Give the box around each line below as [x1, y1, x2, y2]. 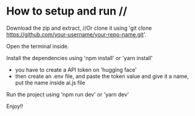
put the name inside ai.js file [15, 79, 85, 86]
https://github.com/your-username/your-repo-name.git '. [6, 30, 147, 38]
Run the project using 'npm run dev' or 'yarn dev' [6, 90, 129, 98]
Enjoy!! [6, 102, 24, 110]
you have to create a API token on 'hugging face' [15, 66, 137, 73]
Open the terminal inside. [6, 43, 70, 50]
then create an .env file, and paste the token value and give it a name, [15, 72, 189, 80]
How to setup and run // [6, 4, 127, 18]
